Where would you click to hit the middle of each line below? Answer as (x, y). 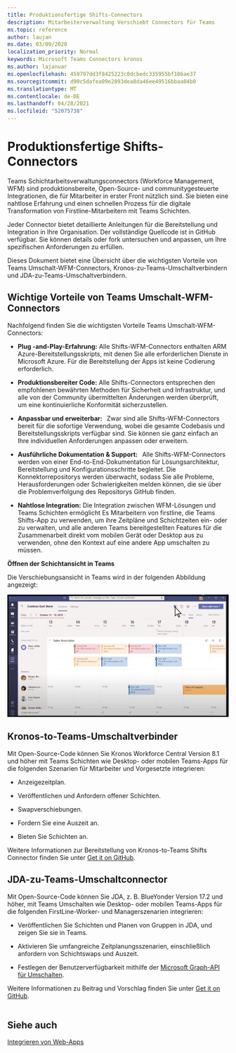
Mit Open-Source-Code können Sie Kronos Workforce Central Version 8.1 (113, 753)
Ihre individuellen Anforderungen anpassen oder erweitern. (103, 441)
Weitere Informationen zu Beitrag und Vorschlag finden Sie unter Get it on (114, 988)
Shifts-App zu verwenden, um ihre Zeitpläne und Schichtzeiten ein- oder (122, 520)
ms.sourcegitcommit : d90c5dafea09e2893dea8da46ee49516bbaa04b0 (102, 81)
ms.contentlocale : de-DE (44, 96)
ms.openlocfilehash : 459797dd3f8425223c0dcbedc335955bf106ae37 (102, 74)
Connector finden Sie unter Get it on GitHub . (71, 857)
